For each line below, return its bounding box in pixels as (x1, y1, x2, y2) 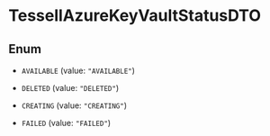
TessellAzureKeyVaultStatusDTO (8, 5, 262, 26)
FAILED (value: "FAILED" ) (21, 118, 112, 128)
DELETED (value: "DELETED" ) (21, 83, 119, 93)
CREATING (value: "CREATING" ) (21, 100, 128, 111)
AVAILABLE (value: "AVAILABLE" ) (21, 65, 136, 76)
